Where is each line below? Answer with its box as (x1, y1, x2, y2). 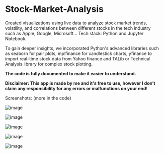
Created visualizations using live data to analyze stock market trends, (5, 20, 148, 26)
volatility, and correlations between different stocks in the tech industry (5, 25, 151, 31)
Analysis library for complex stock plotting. (5, 61, 93, 67)
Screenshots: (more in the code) (5, 95, 72, 101)
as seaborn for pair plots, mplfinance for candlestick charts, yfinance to (5, 51, 152, 56)
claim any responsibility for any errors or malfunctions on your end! (5, 85, 148, 91)
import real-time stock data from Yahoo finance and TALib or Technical (5, 55, 151, 61)
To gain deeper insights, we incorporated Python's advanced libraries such (5, 45, 159, 51)
